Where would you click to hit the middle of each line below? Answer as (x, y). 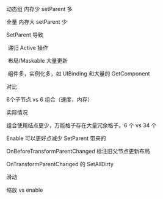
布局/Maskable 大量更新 (38, 61)
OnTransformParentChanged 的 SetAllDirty (60, 164)
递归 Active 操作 (28, 48)
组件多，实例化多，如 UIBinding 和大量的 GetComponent (79, 74)
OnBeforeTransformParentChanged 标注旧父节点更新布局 (78, 151)
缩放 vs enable (25, 190)
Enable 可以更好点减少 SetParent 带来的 (56, 138)
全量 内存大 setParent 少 (37, 22)
